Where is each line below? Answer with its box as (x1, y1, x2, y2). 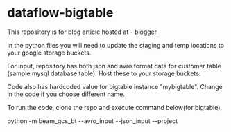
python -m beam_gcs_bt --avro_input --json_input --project (7, 116, 178, 125)
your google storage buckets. (7, 48, 92, 57)
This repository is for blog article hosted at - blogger (7, 28, 157, 36)
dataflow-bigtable (7, 5, 114, 21)
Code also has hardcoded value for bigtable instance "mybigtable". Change (7, 82, 223, 91)
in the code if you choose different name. (7, 90, 126, 98)
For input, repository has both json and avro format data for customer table (7, 62, 221, 70)
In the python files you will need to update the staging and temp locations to (7, 41, 224, 49)
